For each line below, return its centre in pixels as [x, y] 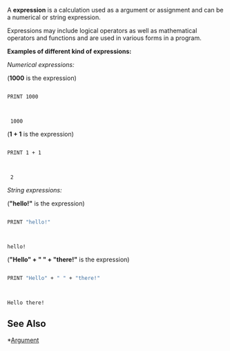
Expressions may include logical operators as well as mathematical [102, 31]
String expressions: [35, 190]
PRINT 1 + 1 [24, 152]
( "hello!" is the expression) [46, 203]
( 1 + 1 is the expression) [41, 134]
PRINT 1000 [23, 97]
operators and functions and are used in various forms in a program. [104, 38]
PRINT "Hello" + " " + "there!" [54, 278]
